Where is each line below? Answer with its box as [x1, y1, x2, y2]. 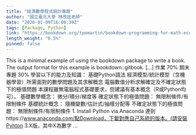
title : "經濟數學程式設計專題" [6, 8, 73, 15]
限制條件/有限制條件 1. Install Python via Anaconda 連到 [22, 107, 156, 114]
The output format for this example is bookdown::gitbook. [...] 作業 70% [6, 63, 178, 70]
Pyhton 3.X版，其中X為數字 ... [6, 122, 78, 129]
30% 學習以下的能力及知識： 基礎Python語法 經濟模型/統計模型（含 [17, 71, 180, 78]
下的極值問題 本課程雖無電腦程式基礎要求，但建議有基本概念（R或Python [6, 86, 181, 93]
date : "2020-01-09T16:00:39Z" [6, 19, 80, 25]
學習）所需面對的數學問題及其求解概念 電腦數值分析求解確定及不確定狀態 [10, 78, 187, 85]
